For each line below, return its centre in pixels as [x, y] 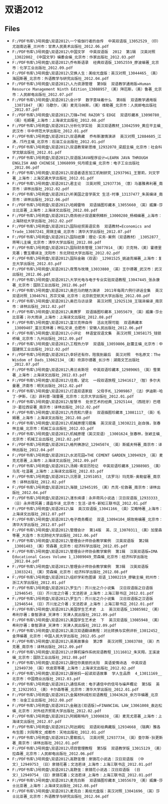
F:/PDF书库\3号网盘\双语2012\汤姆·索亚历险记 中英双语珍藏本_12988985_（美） [87, 466]
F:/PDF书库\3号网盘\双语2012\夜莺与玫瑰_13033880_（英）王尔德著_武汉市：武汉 [87, 269]
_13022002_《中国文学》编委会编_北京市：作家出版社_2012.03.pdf [73, 57]
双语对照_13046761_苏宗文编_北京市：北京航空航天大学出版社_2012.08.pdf [81, 296]
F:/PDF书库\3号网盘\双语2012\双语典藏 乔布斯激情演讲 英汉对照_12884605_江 [87, 136]
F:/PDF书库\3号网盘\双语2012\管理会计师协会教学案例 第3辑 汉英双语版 [80, 567]
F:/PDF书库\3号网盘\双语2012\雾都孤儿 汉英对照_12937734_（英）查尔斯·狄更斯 [87, 738]
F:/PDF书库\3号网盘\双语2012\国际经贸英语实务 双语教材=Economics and [81, 226]
